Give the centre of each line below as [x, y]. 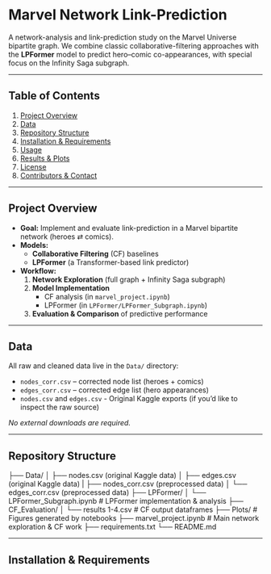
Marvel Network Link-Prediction [118, 15]
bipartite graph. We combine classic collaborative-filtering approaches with [134, 45]
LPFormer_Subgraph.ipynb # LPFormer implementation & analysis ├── [126, 501]
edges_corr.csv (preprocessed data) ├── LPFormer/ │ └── [108, 492]
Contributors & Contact [58, 175]
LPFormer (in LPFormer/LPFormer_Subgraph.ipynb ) [126, 305]
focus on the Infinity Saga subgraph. [69, 63]
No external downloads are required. [70, 423]
